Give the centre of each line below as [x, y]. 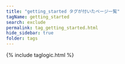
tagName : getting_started [38, 17]
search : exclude [26, 22]
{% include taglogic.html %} [40, 55]
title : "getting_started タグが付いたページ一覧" [63, 11]
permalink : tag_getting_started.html [52, 28]
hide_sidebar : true [30, 33]
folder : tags [22, 38]
